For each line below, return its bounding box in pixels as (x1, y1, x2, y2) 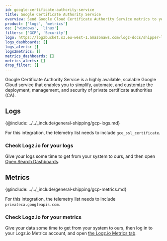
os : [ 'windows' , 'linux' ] (5, 26, 59, 31)
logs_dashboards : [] (5, 40, 48, 45)
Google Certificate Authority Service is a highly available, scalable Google (5, 77, 157, 83)
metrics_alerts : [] (5, 58, 46, 63)
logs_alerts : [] (5, 44, 39, 49)
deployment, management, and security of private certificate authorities (5, 87, 153, 93)
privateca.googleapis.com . (5, 201, 60, 207)
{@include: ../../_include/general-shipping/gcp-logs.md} (5, 120, 120, 126)
